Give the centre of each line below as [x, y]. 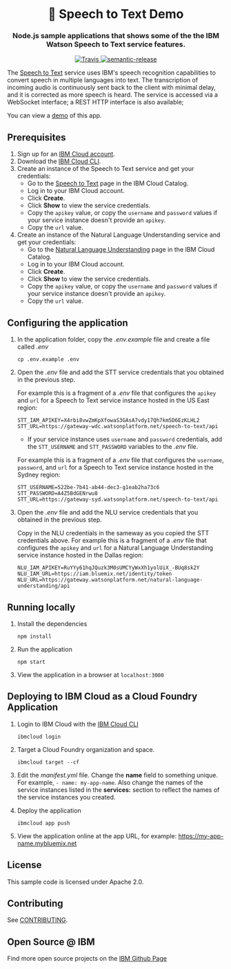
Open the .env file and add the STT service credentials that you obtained [120, 372]
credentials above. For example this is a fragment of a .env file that [112, 541]
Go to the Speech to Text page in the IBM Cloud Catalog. [108, 183]
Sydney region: [39, 475]
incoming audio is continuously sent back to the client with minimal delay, [111, 87]
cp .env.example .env [48, 360]
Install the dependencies [52, 624]
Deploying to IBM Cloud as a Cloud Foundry [102, 697]
